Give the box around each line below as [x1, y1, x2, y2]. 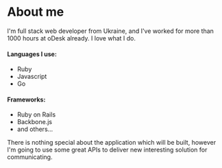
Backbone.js [16, 118, 53, 126]
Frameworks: [7, 95, 46, 104]
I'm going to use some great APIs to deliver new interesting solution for [7, 145, 208, 154]
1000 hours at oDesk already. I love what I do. [7, 34, 136, 42]
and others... [16, 125, 53, 134]
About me [7, 4, 64, 20]
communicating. [7, 153, 53, 161]
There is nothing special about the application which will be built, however [7, 139, 217, 147]
